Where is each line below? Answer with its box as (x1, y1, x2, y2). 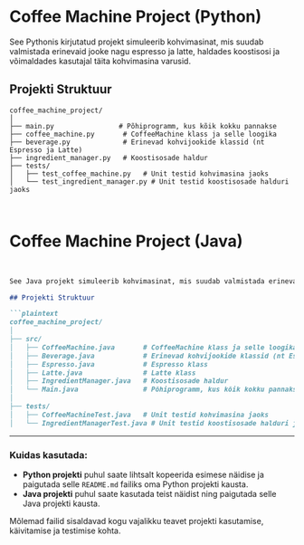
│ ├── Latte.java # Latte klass (9, 368, 196, 378)
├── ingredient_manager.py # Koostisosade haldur (9, 153, 208, 162)
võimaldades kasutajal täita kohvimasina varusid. (9, 55, 192, 66)
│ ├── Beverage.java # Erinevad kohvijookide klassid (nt (9, 351, 285, 360)
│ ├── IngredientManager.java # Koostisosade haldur (9, 377, 229, 386)
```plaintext (9, 310, 59, 319)
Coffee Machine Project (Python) (9, 6, 262, 27)
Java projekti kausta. (22, 498, 100, 509)
